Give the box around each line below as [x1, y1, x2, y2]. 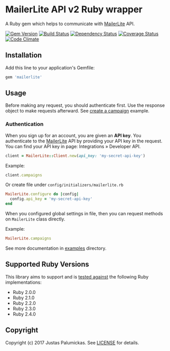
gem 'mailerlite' [5, 75, 42, 80]
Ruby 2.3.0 [12, 305, 36, 311]
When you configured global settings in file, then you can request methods [5, 211, 163, 217]
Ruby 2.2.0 [12, 300, 36, 306]
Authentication [5, 121, 44, 128]
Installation [5, 51, 42, 60]
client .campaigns [5, 172, 42, 178]
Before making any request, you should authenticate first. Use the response [5, 102, 165, 108]
